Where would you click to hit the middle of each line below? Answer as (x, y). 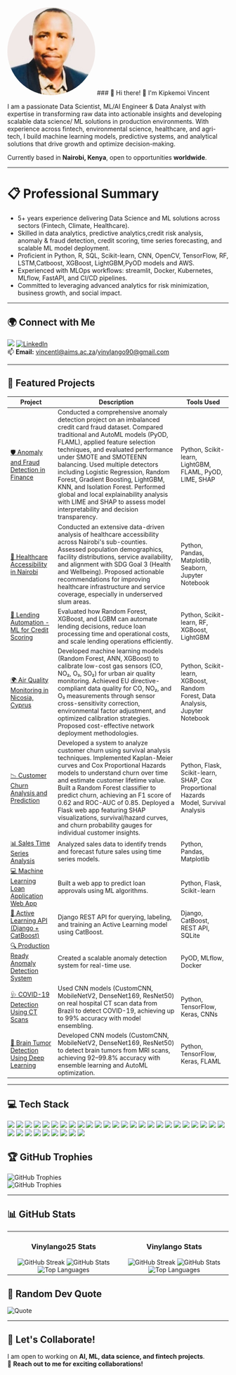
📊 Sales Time (30, 843)
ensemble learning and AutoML (103, 1065)
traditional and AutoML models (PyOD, (113, 435)
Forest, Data (198, 696)
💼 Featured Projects (51, 383)
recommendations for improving (104, 579)
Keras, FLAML (201, 1061)
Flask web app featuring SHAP (101, 810)
